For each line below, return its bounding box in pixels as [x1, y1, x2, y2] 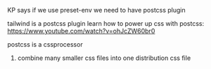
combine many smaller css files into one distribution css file [17, 54, 191, 62]
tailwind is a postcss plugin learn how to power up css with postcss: [7, 20, 205, 27]
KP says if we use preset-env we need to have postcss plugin [7, 6, 186, 14]
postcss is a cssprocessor [7, 40, 83, 48]
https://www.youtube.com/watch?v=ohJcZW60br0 [7, 27, 155, 35]
